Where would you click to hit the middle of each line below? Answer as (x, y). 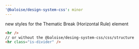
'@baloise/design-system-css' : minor (44, 10)
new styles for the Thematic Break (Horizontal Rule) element (67, 24)
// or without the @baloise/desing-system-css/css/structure (70, 38)
